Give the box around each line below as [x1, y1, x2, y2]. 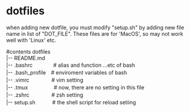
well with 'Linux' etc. [6, 36, 56, 43]
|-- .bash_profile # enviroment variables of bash [6, 69, 128, 76]
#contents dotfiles [6, 48, 50, 55]
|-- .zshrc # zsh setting [6, 91, 83, 98]
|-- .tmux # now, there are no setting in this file [6, 83, 144, 91]
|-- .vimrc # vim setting [6, 76, 84, 83]
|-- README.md [6, 54, 46, 61]
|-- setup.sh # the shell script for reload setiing [6, 98, 137, 105]
